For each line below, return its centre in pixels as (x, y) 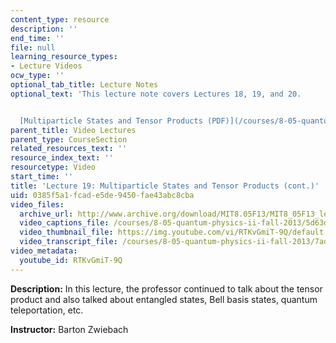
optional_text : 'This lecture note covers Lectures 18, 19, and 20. (156, 94)
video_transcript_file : (68, 242)
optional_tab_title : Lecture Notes (84, 85)
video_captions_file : (64, 223)
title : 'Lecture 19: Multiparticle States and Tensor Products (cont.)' (165, 186)
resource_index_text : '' (62, 158)
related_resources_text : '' (69, 149)
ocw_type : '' (37, 76)
